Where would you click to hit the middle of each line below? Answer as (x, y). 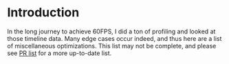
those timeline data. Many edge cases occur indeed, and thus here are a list (115, 38)
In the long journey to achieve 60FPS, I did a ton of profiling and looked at (111, 31)
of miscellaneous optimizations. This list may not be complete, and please (112, 46)
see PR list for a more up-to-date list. (59, 53)
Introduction (43, 13)
